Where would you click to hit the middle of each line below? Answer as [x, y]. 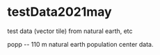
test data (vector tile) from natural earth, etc [70, 31]
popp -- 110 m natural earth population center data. [80, 44]
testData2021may [60, 12]
